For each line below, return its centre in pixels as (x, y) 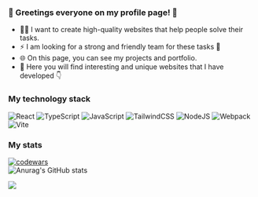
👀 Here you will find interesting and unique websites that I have (122, 67)
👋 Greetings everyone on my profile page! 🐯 (93, 13)
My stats (25, 144)
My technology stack (50, 99)
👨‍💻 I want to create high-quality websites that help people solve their (131, 30)
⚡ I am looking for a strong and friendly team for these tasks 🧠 (120, 47)
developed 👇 (41, 76)
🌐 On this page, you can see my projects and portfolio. (108, 58)
